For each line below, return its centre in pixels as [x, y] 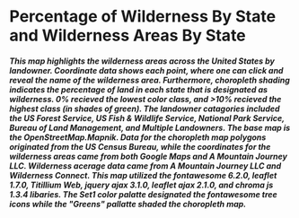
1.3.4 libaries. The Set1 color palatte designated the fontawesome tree [144, 194]
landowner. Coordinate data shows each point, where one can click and [146, 70]
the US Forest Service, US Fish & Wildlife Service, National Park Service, [147, 118]
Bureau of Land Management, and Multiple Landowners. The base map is [150, 127]
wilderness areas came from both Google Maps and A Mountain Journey [149, 156]
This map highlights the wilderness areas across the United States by [142, 61]
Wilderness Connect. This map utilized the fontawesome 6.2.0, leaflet [143, 175]
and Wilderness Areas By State [128, 35]
